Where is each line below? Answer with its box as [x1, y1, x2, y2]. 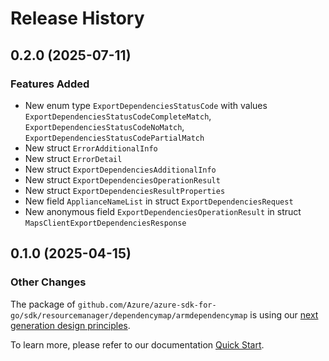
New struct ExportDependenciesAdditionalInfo [24, 163, 217, 175]
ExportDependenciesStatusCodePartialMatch [24, 133, 205, 143]
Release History [10, 7, 145, 30]
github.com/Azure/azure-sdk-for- [77, 300, 217, 310]
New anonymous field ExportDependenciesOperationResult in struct [24, 205, 302, 217]
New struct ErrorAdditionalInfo [24, 142, 158, 154]
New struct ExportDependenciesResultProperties [24, 184, 226, 196]
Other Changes [10, 275, 87, 289]
